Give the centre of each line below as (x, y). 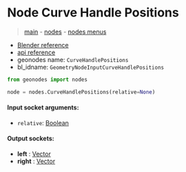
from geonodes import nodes (48, 79)
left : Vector (34, 154)
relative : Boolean (43, 122)
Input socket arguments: (43, 107)
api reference (36, 52)
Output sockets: (31, 138)
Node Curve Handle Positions (93, 13)
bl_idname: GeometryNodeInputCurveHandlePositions (90, 67)
